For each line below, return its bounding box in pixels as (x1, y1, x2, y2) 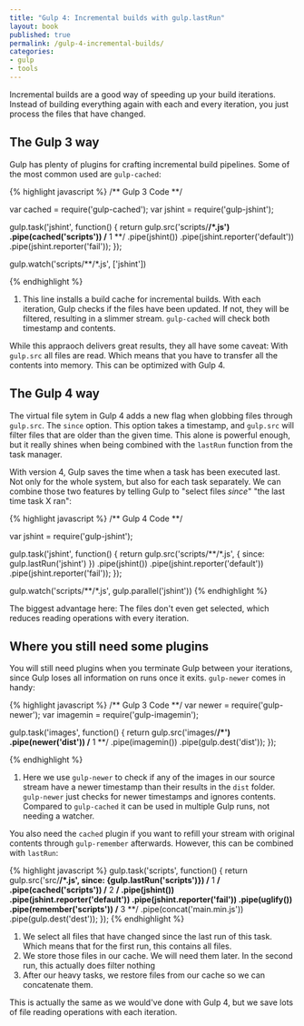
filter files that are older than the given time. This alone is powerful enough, (9, 429, 290, 440)
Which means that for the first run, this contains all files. (22, 940, 232, 951)
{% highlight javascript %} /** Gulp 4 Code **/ (9, 513, 183, 524)
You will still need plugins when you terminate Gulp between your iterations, (9, 663, 293, 674)
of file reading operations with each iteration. (9, 1007, 178, 1018)
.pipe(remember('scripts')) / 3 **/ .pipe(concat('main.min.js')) (9, 904, 244, 915)
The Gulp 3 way (9, 135, 100, 150)
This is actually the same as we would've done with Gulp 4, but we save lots (9, 997, 293, 1008)
